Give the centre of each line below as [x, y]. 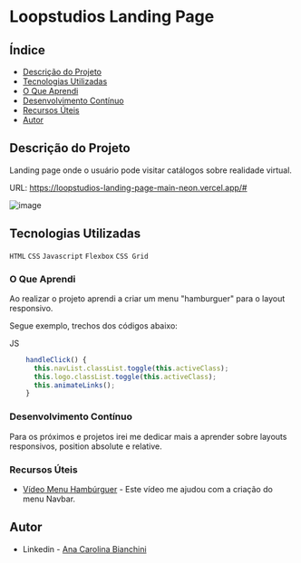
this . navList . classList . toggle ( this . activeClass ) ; [131, 368]
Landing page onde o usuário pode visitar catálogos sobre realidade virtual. [151, 170]
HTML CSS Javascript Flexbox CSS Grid [79, 256]
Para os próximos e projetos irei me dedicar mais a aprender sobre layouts [148, 436]
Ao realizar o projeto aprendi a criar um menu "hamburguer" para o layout [147, 298]
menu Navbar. [49, 499]
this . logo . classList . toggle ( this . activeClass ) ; [125, 377]
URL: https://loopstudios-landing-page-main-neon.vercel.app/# [128, 187]
